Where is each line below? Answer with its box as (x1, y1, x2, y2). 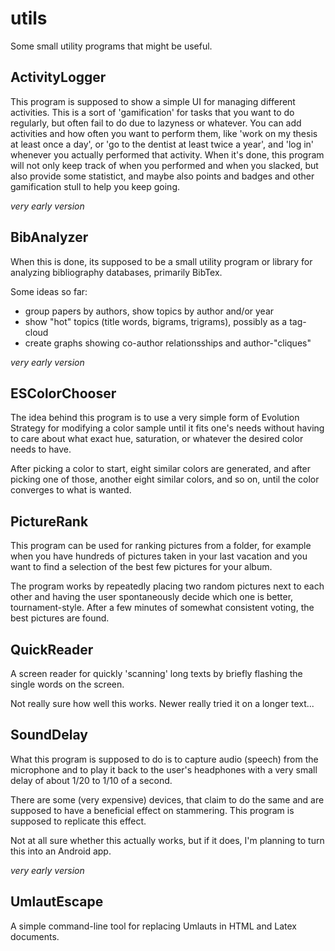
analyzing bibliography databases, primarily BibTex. (10, 266, 223, 278)
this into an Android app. (10, 845, 112, 857)
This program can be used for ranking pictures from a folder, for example (10, 540, 312, 552)
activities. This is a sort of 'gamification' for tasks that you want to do (10, 106, 295, 118)
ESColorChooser (10, 385, 117, 402)
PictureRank (10, 513, 89, 530)
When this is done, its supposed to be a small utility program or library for (10, 255, 313, 267)
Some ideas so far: (10, 285, 88, 297)
